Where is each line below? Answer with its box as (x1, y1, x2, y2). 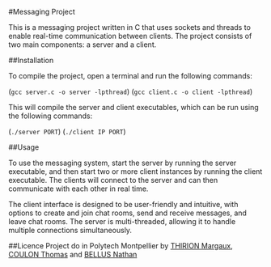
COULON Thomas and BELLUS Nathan (8, 250, 138, 259)
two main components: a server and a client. (8, 40, 157, 49)
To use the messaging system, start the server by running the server (8, 158, 237, 167)
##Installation (8, 56, 54, 65)
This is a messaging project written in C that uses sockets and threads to (8, 23, 251, 32)
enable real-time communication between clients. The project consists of (8, 32, 252, 40)
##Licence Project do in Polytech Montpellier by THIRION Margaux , (8, 241, 233, 250)
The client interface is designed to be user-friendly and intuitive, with (8, 200, 239, 209)
